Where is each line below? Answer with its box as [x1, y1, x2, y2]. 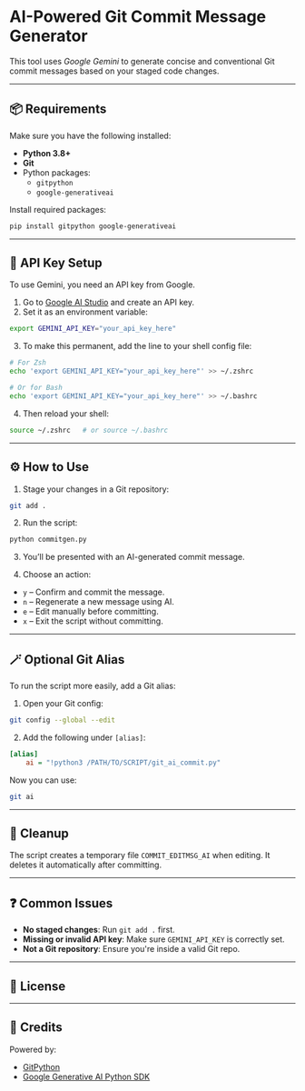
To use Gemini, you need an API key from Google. [9, 279, 195, 290]
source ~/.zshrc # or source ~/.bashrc [9, 425, 169, 435]
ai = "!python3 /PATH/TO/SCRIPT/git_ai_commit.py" [25, 757, 221, 767]
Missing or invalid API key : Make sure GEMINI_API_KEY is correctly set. [22, 934, 285, 945]
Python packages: [22, 166, 91, 178]
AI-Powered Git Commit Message [9, 6, 267, 27]
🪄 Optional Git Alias [9, 652, 125, 667]
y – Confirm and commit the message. [22, 586, 165, 597]
